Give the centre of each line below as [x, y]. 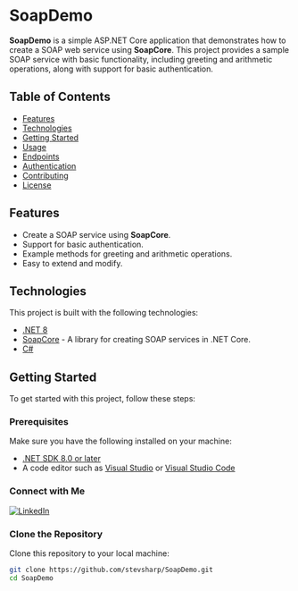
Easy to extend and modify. [72, 263]
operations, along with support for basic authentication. [112, 69]
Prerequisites [39, 422]
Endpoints [41, 156]
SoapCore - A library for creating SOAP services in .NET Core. [137, 340]
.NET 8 [35, 330]
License [37, 185]
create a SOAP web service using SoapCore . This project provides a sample [149, 49]
